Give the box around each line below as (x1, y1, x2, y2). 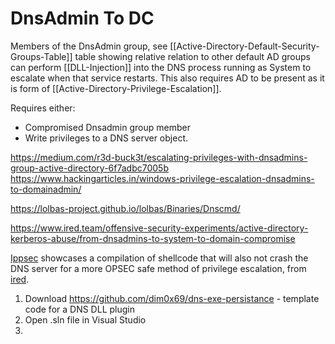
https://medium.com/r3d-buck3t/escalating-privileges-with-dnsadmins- (10, 151, 308, 163)
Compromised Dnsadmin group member (24, 121, 191, 133)
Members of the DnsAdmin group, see (10, 40, 168, 52)
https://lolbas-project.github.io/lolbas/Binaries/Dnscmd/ (10, 202, 241, 214)
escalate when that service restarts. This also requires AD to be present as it (10, 72, 325, 84)
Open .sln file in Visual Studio (24, 313, 147, 326)
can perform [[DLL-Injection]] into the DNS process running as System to (10, 61, 312, 73)
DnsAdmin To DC (10, 7, 155, 30)
